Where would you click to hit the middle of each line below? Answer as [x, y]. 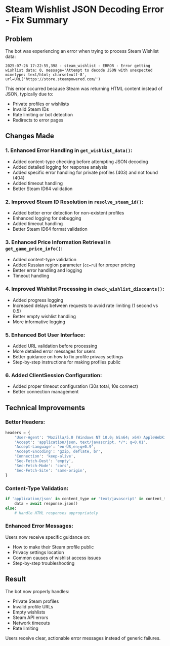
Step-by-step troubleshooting [44, 563]
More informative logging [39, 322]
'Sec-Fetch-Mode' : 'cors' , [43, 466]
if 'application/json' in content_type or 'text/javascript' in [74, 499]
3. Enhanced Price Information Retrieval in [58, 242]
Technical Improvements [45, 408]
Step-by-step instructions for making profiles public [67, 362]
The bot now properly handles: [37, 591]
